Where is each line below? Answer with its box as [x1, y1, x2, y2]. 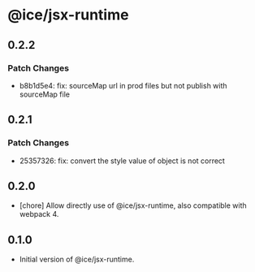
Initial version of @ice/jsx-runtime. [19, 254, 135, 265]
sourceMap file [19, 89, 71, 99]
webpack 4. [19, 209, 59, 219]
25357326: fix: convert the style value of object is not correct [19, 156, 225, 166]
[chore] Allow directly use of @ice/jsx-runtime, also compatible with [19, 201, 247, 210]
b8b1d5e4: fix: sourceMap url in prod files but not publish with [19, 80, 228, 90]
